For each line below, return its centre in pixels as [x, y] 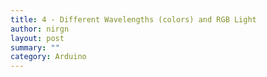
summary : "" [35, 47]
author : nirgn [40, 29]
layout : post [37, 38]
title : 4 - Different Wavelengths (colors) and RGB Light [133, 19]
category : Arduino [48, 57]
